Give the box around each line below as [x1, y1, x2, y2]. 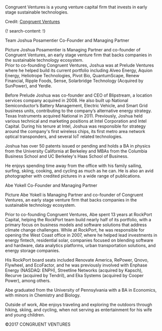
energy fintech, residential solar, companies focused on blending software [5, 237, 154, 243]
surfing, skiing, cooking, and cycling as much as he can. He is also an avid [5, 168, 154, 174]
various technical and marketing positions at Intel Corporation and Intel [5, 118, 147, 124]
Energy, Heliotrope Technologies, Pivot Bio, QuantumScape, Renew [5, 73, 140, 78]
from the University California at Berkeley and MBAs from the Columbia [5, 148, 147, 154]
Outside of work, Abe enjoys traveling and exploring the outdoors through [5, 302, 152, 307]
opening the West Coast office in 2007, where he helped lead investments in [5, 232, 158, 238]
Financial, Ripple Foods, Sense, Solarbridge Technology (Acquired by [5, 78, 144, 83]
